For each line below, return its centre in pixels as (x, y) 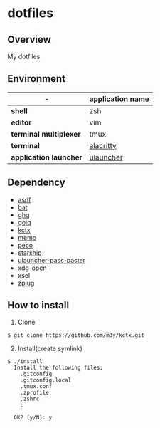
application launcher (47, 157)
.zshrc (30, 399)
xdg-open (32, 268)
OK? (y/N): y (33, 418)
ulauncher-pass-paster (52, 260)
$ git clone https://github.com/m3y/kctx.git (76, 335)
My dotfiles (24, 56)
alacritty (103, 145)
